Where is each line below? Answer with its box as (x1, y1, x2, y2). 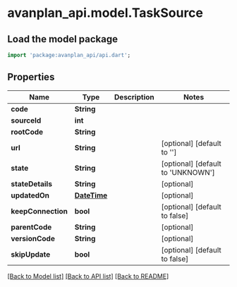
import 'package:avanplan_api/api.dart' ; (7, 51, 131, 59)
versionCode (11, 233, 55, 243)
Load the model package (7, 33, 119, 45)
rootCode (11, 127, 44, 137)
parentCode (11, 222, 52, 232)
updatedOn (11, 190, 50, 200)
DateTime (74, 190, 108, 200)
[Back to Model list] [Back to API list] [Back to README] (7, 271, 169, 280)
